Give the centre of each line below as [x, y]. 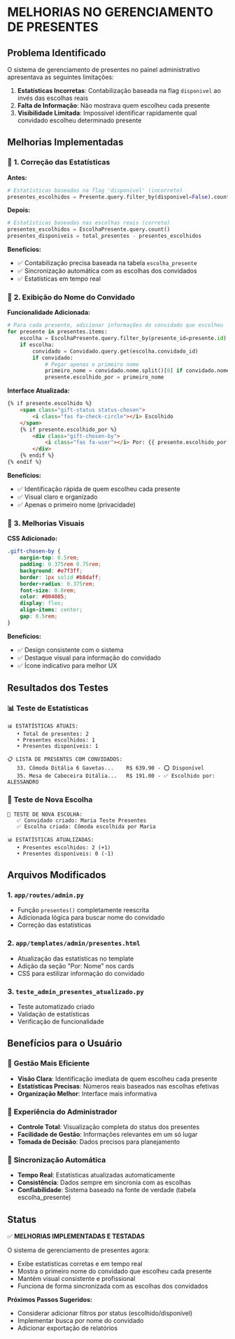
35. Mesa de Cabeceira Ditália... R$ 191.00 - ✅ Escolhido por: [116, 776]
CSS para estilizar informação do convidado [81, 973]
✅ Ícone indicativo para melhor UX [67, 665]
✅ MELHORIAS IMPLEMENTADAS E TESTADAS [76, 1236]
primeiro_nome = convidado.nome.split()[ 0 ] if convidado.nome [137, 371]
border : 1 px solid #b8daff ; [60, 577]
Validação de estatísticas [53, 1014]
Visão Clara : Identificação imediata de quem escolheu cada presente [117, 1079]
